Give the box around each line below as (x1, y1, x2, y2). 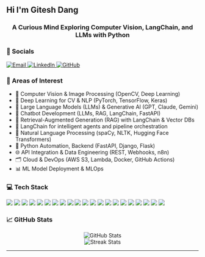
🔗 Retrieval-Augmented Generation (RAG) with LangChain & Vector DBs (15, 116, 195, 123)
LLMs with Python (75, 31, 130, 39)
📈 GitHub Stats (6, 215, 53, 224)
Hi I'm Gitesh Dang (6, 5, 79, 15)
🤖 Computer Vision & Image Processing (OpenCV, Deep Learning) (15, 90, 181, 97)
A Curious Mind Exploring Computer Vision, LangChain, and (12, 23, 193, 32)
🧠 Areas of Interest (6, 76, 63, 85)
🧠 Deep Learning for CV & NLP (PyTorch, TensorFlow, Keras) (15, 96, 168, 104)
